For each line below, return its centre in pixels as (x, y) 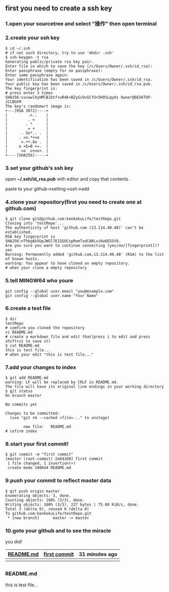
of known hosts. (22, 259)
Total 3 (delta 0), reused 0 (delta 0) (47, 509)
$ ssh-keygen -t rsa (27, 57)
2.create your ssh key (32, 38)
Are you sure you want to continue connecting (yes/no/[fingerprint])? (82, 246)
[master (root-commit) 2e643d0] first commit (54, 459)
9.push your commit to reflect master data (58, 481)
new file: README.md (47, 427)
